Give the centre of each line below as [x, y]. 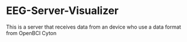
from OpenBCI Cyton [31, 33]
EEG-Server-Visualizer [62, 11]
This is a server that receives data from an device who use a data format [94, 27]
